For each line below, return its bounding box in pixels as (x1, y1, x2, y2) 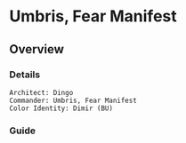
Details (9, 68, 41, 81)
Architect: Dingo (9, 88, 74, 97)
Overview (9, 42, 65, 57)
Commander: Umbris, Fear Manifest (9, 96, 138, 105)
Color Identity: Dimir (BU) (9, 104, 114, 113)
